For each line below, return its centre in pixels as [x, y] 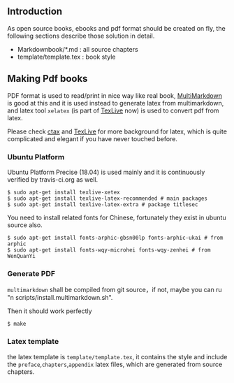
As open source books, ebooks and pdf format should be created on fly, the [116, 28]
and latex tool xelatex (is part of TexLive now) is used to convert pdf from [113, 110]
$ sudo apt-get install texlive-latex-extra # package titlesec [103, 204]
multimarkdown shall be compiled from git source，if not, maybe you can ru [115, 290]
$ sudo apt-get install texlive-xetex [64, 192]
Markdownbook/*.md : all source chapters [78, 49]
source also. [25, 225]
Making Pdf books [47, 79]
